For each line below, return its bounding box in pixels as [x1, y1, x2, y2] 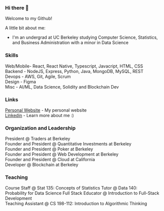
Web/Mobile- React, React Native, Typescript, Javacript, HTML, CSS [5, 63, 143, 69]
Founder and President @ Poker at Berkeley [5, 146, 94, 152]
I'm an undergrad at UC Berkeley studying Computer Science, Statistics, [12, 34, 158, 41]
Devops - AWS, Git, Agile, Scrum [5, 73, 71, 79]
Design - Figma [5, 78, 36, 85]
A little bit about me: [5, 25, 46, 31]
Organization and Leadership [5, 124, 76, 131]
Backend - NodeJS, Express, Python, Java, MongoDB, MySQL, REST [5, 68, 143, 74]
